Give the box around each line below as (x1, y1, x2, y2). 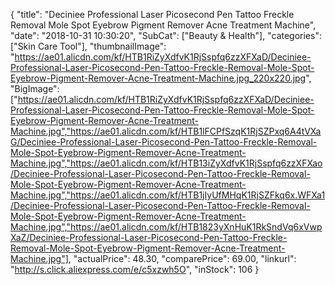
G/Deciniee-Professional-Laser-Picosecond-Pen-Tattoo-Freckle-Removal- (10, 136, 318, 148)
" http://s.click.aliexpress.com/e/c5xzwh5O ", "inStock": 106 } (10, 264, 260, 275)
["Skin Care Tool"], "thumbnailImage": (10, 40, 167, 52)
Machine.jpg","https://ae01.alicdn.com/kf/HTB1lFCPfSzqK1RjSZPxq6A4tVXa (10, 125, 322, 137)
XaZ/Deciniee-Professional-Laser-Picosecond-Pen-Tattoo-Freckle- (10, 232, 288, 243)
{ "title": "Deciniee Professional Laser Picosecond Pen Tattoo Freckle (10, 9, 295, 20)
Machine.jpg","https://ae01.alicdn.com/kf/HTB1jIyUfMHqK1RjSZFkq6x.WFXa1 (10, 189, 326, 201)
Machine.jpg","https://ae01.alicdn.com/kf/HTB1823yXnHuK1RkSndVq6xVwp (10, 221, 323, 233)
